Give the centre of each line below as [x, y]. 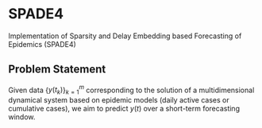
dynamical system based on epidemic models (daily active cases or [119, 100]
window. [22, 117]
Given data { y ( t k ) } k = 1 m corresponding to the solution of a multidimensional [131, 90]
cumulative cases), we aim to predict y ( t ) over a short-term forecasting [124, 109]
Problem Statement [57, 70]
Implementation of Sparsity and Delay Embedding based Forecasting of [125, 36]
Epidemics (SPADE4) [42, 44]
